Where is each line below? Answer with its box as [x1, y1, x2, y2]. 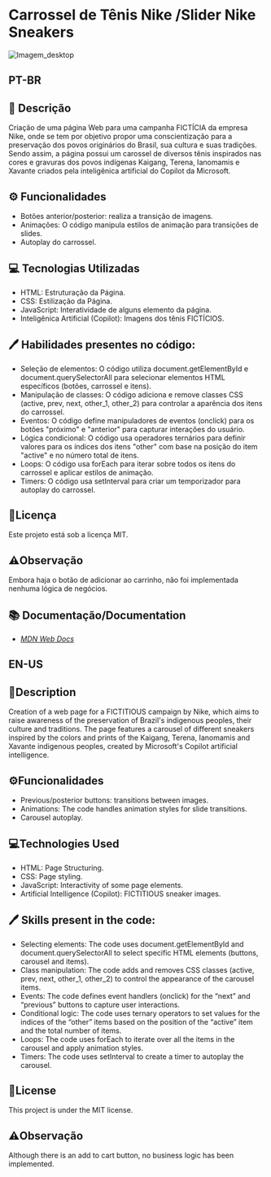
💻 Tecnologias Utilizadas [8, 262, 140, 276]
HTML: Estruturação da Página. [20, 287, 126, 297]
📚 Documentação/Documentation [8, 608, 186, 622]
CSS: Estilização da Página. [20, 295, 112, 306]
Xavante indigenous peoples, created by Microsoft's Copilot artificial [8, 742, 238, 751]
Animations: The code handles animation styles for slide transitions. [20, 804, 247, 814]
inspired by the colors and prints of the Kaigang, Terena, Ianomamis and [8, 733, 251, 742]
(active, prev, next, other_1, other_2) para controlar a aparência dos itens [20, 398, 263, 408]
